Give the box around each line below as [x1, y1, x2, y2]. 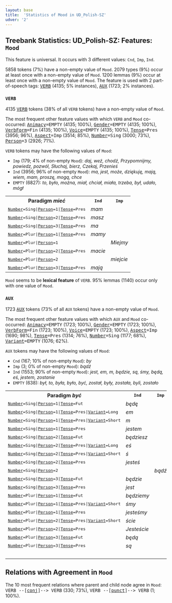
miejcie [111, 255, 128, 263]
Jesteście [125, 525, 149, 533]
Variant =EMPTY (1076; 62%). [5, 338, 69, 344]
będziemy [125, 492, 149, 499]
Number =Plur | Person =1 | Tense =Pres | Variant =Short [8, 501, 121, 507]
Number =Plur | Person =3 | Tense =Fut [8, 535, 83, 540]
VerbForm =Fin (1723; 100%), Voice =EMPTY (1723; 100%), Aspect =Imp [5, 327, 158, 333]
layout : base [5, 7, 33, 13]
